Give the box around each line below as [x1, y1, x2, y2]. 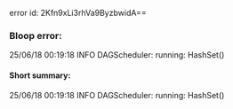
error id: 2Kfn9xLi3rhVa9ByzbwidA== [9, 8, 147, 18]
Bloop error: [9, 29, 62, 42]
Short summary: [9, 70, 71, 81]
